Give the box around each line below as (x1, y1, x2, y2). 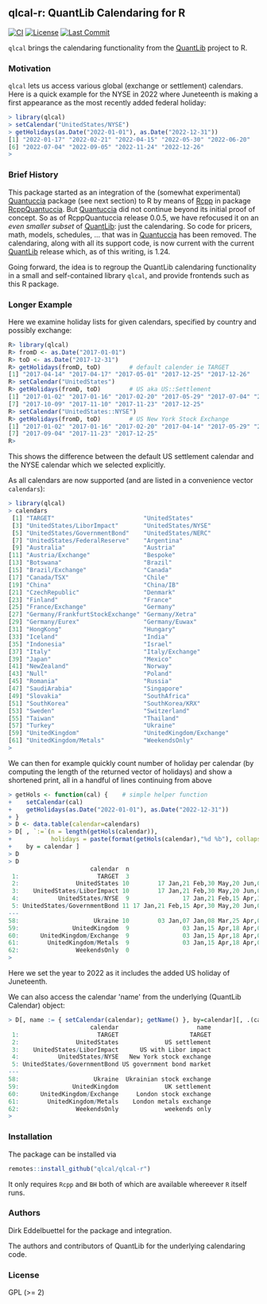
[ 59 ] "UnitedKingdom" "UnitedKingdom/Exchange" (8, 729, 229, 737)
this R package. (8, 279, 60, 289)
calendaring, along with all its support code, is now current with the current (8, 238, 254, 248)
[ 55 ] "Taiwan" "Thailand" (8, 714, 180, 722)
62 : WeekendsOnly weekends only (8, 1105, 212, 1113)
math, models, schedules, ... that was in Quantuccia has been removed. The (8, 230, 257, 239)
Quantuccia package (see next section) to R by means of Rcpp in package (8, 195, 252, 206)
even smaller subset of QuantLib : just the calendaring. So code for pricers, (8, 221, 253, 230)
